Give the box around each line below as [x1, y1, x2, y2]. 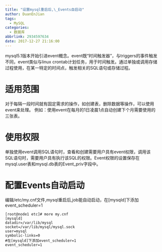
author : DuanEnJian [5, 12, 45, 17]
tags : [5, 16, 16, 21]
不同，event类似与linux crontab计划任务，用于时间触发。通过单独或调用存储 [5, 59, 158, 65]
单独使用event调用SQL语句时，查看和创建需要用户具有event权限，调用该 [5, 149, 151, 155]
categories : [5, 25, 29, 30]
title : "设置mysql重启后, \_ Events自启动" [5, 7, 84, 12]
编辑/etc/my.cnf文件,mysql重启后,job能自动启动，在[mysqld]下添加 [5, 197, 139, 202]
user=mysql [5, 229, 27, 234]
